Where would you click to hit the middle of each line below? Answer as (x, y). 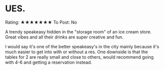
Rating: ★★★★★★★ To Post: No (41, 22)
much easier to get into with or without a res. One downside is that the (77, 52)
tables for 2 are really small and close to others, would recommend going (80, 57)
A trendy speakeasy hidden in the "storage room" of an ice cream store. (78, 32)
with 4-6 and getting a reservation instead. (49, 62)
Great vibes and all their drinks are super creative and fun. (64, 37)
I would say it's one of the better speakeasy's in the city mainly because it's (82, 46)
